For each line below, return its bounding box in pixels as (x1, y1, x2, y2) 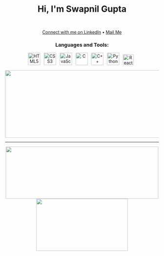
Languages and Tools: (55, 41, 109, 48)
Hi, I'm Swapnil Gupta (37, 3, 127, 15)
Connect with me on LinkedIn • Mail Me (42, 29, 122, 35)
